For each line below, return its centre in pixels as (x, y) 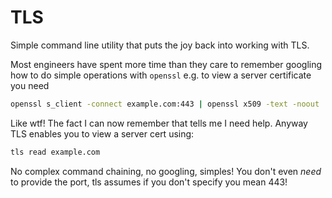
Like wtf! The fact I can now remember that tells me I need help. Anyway (159, 123)
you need (30, 85)
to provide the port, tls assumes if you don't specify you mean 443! (149, 182)
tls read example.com (55, 152)
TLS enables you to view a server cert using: (102, 133)
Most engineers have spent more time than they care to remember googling (166, 64)
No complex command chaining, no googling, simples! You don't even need (166, 171)
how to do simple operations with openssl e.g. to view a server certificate (161, 75)
